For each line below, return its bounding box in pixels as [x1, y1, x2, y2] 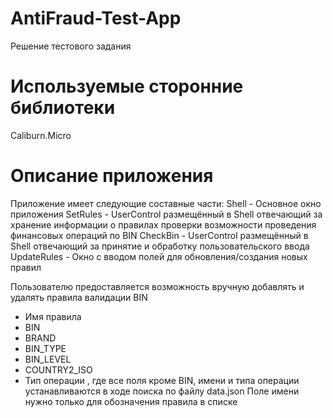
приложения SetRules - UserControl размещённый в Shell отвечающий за [10, 208, 323, 220]
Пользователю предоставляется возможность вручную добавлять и [10, 280, 305, 292]
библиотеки [10, 97, 116, 119]
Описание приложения [10, 165, 214, 187]
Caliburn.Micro [10, 129, 72, 141]
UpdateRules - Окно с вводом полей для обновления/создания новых [10, 250, 308, 262]
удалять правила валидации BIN [10, 291, 148, 303]
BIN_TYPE [24, 342, 67, 354]
